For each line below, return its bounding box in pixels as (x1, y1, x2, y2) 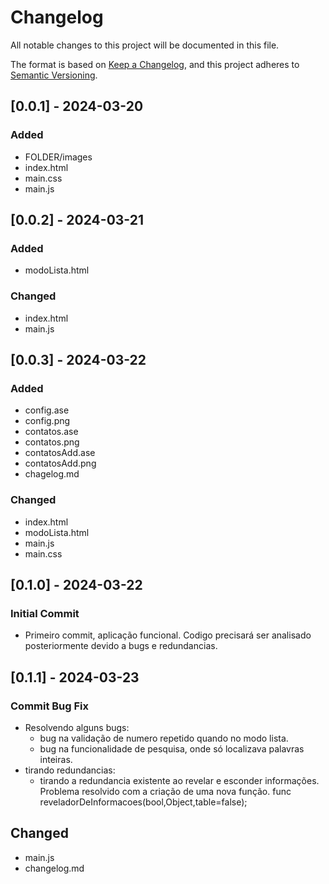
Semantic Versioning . (10, 69, 98, 81)
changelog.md (24, 862, 85, 874)
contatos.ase (24, 426, 79, 438)
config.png (24, 415, 71, 427)
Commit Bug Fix (10, 699, 90, 713)
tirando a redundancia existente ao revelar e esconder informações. (39, 774, 320, 786)
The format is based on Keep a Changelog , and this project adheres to (10, 58, 300, 70)
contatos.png (24, 436, 80, 448)
